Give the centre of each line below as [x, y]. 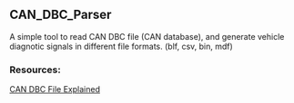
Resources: [35, 70]
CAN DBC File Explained [55, 89]
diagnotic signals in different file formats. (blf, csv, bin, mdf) [122, 46]
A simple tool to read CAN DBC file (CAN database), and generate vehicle [147, 36]
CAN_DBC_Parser [61, 15]
